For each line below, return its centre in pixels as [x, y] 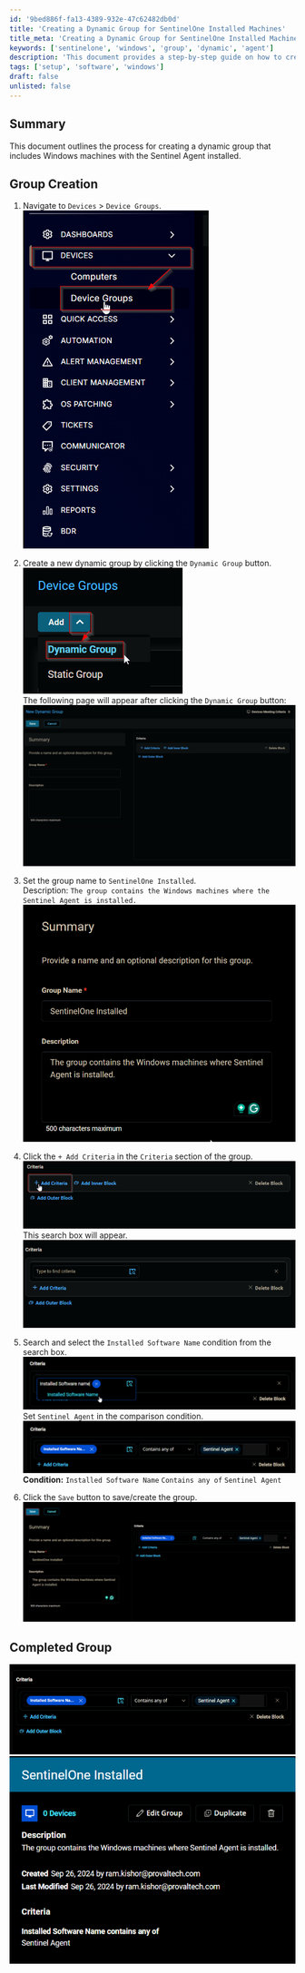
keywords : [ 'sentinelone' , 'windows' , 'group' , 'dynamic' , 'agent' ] [142, 48]
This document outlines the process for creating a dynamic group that [140, 146]
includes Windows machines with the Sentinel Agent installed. [125, 155]
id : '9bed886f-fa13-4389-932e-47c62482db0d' [95, 19]
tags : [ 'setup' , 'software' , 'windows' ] [87, 67]
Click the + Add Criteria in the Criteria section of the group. [138, 1156]
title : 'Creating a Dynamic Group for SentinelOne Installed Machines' [148, 29]
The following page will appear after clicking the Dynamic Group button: [154, 701]
